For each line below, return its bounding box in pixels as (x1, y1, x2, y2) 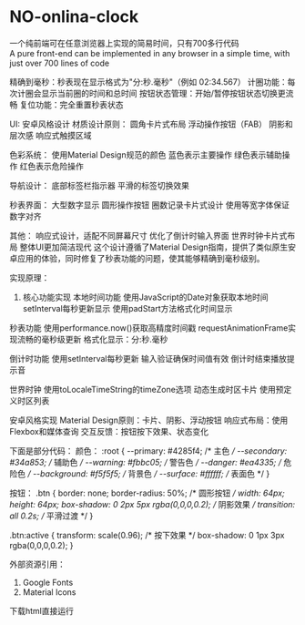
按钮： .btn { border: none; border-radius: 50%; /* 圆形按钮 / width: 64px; (9, 487, 285, 498)
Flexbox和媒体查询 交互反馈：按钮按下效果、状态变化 (9, 425, 209, 436)
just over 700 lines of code (9, 57, 110, 68)
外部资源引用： (9, 558, 66, 569)
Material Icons (22, 586, 76, 598)
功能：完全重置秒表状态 (35, 98, 124, 110)
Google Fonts (22, 577, 74, 588)
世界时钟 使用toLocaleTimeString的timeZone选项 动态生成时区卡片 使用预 (9, 384, 284, 394)
